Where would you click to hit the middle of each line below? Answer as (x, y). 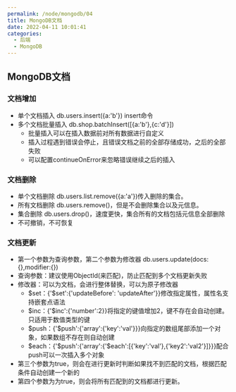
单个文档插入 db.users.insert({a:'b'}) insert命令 (85, 115)
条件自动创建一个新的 (48, 373)
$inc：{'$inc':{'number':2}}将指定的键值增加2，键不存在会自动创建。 (128, 311)
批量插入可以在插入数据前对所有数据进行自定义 (96, 133)
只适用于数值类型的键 (59, 320)
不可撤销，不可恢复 (45, 222)
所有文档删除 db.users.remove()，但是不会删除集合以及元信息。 (110, 204)
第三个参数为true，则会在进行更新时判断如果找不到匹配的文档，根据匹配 (122, 364)
